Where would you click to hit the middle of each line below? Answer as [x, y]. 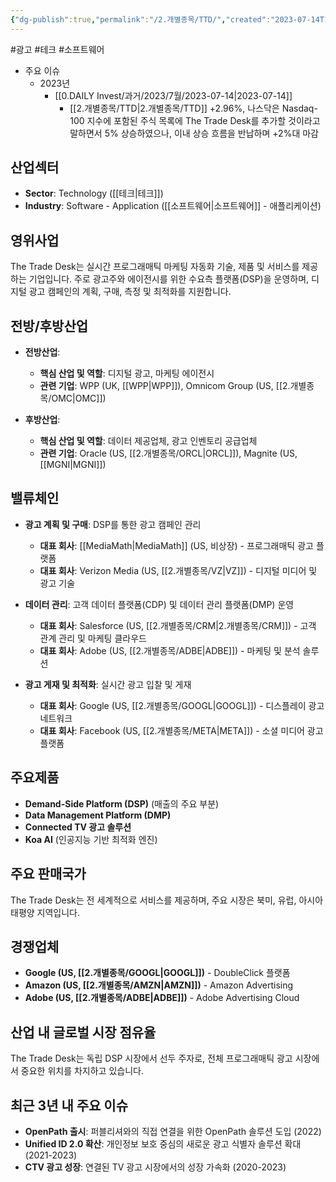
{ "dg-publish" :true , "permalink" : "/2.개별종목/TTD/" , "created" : [141, 19]
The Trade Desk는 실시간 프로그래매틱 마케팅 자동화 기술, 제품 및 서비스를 [155, 267]
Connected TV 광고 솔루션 [78, 827]
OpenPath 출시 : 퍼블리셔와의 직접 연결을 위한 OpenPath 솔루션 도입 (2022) [173, 1131]
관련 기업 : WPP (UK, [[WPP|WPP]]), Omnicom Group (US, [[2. [165, 386]
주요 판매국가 [48, 874]
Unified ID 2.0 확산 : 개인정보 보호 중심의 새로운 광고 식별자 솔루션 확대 [163, 1143]
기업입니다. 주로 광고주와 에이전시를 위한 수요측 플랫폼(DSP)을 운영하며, [169, 279]
